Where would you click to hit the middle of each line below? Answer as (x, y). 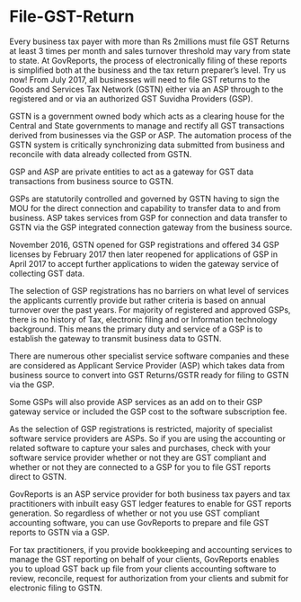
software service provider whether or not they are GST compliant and (138, 457)
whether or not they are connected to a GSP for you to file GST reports (140, 467)
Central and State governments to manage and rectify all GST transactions (147, 125)
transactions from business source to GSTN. (91, 181)
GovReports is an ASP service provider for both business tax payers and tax (150, 494)
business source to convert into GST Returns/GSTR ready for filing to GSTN (149, 375)
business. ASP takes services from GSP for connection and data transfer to (148, 217)
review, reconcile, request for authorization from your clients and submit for (149, 578)
